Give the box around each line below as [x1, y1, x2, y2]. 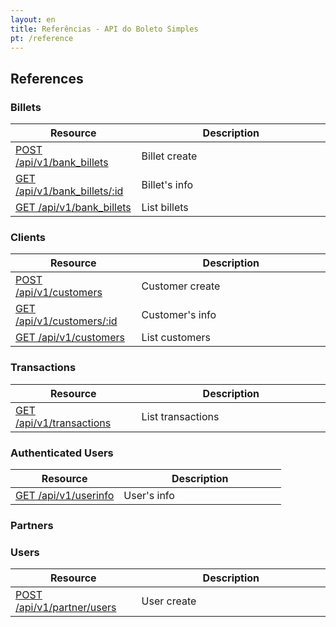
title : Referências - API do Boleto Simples [10, 24, 199, 34]
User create [141, 594, 197, 608]
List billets [141, 201, 189, 215]
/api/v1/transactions [15, 416, 112, 430]
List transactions [141, 409, 220, 423]
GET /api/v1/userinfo [15, 488, 115, 502]
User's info [123, 488, 175, 502]
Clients [10, 230, 46, 244]
